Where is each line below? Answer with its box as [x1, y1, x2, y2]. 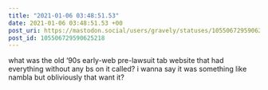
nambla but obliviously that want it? [8, 72, 125, 82]
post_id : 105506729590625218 [8, 33, 105, 42]
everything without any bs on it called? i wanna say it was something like [8, 65, 247, 74]
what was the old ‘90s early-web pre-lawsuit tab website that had [8, 56, 224, 65]
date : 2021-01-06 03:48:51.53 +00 [8, 19, 124, 27]
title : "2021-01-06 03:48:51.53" [8, 11, 120, 20]
